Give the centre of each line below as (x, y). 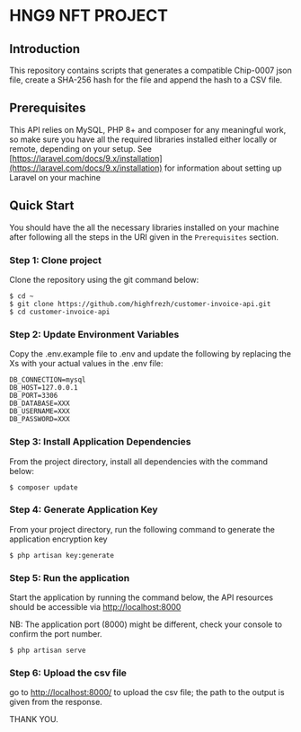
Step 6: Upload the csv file (68, 673)
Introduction (45, 49)
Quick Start (42, 206)
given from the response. (56, 702)
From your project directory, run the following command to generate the (142, 529)
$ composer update (44, 487)
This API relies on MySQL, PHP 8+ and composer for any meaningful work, (148, 129)
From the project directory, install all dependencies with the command (138, 461)
